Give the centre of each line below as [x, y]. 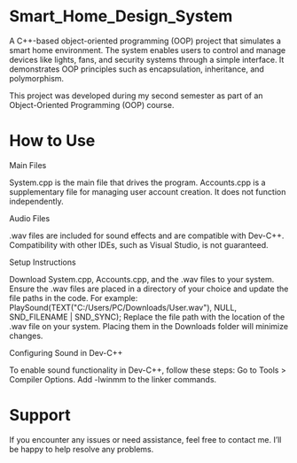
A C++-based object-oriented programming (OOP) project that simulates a [145, 41]
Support [40, 416]
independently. [36, 201]
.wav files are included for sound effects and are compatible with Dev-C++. [147, 235]
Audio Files [30, 218]
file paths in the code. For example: [74, 297]
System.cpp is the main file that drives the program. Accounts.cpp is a [137, 182]
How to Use [52, 141]
